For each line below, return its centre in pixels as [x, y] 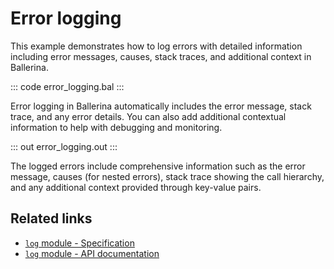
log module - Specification [79, 243]
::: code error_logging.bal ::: [67, 86]
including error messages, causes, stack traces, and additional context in [161, 56]
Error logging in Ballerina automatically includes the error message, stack [161, 106]
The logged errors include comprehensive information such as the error [158, 166]
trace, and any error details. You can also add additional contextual [148, 116]
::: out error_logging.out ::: [64, 146]
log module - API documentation [92, 253]
